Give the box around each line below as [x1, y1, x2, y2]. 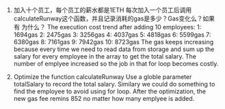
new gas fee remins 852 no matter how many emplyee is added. [13, 95, 195, 102]
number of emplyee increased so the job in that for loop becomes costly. [13, 60, 219, 67]
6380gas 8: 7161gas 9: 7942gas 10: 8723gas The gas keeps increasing [13, 38, 214, 46]
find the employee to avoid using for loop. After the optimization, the [13, 87, 207, 95]
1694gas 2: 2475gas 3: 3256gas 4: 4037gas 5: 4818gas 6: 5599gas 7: [13, 31, 211, 39]
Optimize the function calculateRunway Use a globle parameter [13, 73, 192, 80]
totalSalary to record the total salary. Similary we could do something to [13, 80, 215, 88]
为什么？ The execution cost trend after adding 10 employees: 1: [21, 23, 202, 31]
